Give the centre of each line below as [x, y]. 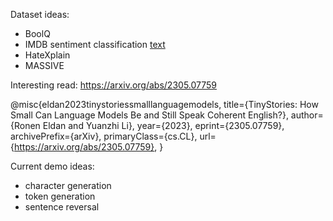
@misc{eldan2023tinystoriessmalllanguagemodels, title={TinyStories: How [164, 104]
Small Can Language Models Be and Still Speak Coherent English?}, [149, 115]
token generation [60, 196]
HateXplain [47, 55]
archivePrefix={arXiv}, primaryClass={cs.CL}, [104, 136]
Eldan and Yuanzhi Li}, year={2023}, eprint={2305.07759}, [163, 125]
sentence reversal [62, 207]
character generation [68, 185]
